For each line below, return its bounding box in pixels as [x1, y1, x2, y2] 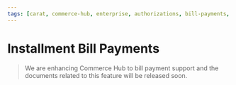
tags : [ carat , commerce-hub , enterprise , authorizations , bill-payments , [7, 10, 230, 18]
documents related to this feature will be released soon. [24, 71, 188, 79]
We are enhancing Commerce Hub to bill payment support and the [24, 64, 219, 72]
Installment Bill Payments [7, 40, 160, 56]
